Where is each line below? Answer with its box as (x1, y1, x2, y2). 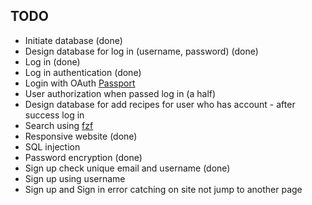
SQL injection (24, 140, 81, 153)
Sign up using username (24, 172, 126, 184)
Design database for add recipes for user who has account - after (24, 98, 296, 110)
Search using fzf (24, 119, 94, 131)
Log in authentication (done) (24, 66, 142, 78)
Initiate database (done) (24, 34, 123, 46)
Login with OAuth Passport (24, 77, 136, 89)
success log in (24, 109, 85, 121)
